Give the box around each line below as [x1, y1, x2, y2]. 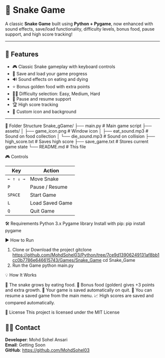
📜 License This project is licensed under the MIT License [5, 309, 120, 315]
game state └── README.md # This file [5, 143, 86, 149]
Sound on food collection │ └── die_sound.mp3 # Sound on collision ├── [5, 133, 155, 139]
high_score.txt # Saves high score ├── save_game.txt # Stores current [5, 138, 149, 144]
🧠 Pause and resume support [12, 96, 71, 102]
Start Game [30, 191, 56, 198]
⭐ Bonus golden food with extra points [12, 83, 90, 89]
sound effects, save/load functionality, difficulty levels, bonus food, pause [5, 26, 155, 32]
